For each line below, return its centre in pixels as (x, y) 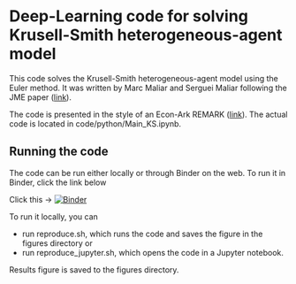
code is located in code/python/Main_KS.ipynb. (95, 123)
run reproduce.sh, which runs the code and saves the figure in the (142, 234)
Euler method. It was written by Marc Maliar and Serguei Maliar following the (148, 88)
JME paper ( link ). (41, 97)
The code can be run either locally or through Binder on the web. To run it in (148, 173)
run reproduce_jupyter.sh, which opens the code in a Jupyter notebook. (153, 252)
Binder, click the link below (58, 182)
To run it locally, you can (54, 216)
